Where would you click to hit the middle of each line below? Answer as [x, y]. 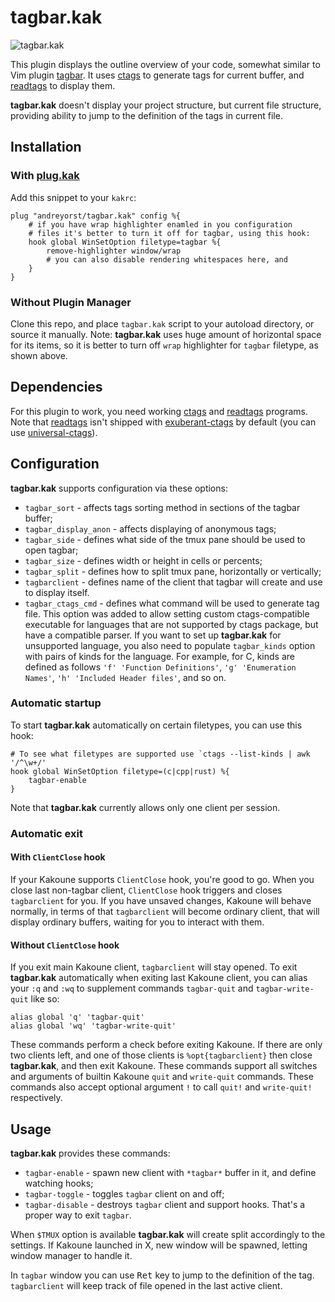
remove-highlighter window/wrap [114, 251]
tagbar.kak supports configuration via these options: [119, 488]
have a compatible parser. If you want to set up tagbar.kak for [153, 635]
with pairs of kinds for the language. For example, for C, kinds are [159, 656]
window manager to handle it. [71, 1255]
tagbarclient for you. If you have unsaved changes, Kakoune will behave [161, 900]
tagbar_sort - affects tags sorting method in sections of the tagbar [162, 507]
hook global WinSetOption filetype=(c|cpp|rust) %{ [120, 771]
